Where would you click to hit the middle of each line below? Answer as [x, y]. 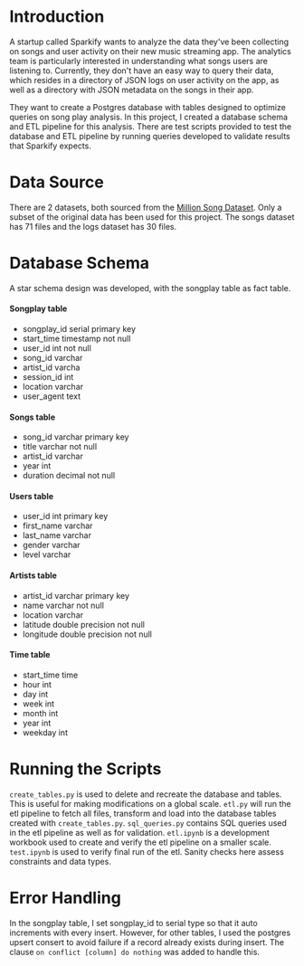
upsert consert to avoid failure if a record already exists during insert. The [147, 942]
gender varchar [51, 545]
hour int [37, 684]
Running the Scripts [85, 769]
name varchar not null [63, 605]
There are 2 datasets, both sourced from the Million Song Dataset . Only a [146, 207]
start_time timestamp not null [76, 339]
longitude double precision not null [87, 634]
